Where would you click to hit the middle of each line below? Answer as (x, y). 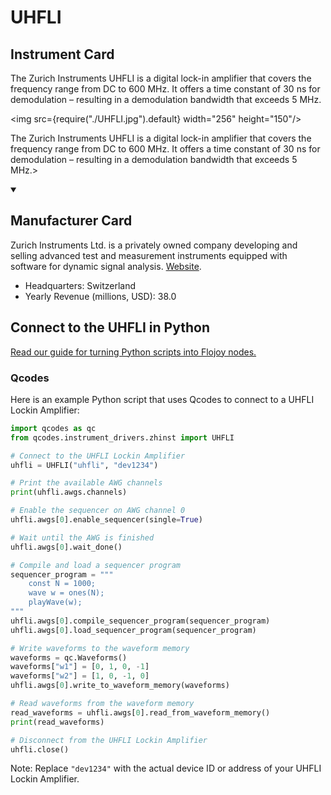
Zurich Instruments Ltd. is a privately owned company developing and (154, 245)
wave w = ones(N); (66, 593)
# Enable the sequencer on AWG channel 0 (98, 511)
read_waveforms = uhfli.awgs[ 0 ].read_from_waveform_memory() (140, 712)
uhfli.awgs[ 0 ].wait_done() (66, 547)
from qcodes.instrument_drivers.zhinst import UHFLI (122, 437)
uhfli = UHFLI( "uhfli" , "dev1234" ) (84, 465)
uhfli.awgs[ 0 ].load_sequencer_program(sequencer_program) (133, 630)
